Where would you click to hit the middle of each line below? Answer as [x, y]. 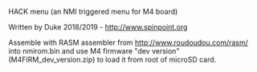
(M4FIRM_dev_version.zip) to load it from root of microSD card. [112, 60]
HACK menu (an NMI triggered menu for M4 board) [93, 12]
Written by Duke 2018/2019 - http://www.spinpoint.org [98, 27]
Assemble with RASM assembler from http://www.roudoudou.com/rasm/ [128, 42]
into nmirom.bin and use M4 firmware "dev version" [94, 51]
